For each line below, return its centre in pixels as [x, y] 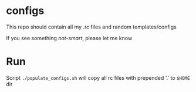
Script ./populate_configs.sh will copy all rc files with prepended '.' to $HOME [98, 77]
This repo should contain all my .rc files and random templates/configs [92, 27]
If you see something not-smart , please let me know [69, 38]
